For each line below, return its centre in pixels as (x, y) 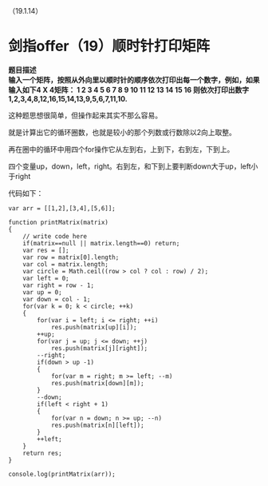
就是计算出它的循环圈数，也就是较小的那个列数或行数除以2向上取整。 (122, 132)
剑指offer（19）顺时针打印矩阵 (109, 46)
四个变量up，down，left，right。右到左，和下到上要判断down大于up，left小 (133, 166)
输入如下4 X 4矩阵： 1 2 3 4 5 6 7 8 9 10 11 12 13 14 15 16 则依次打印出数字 (129, 90)
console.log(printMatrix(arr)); (62, 474)
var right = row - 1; (58, 285)
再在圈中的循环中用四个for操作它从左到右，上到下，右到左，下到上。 (121, 149)
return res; (42, 453)
